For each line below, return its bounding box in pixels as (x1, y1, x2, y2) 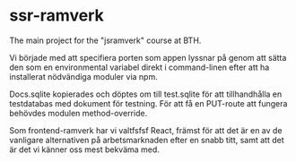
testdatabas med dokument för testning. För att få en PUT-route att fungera (9, 98, 288, 108)
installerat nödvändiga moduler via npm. (9, 71, 159, 81)
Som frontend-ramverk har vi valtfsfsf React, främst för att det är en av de (9, 124, 283, 135)
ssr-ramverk (9, 5, 105, 26)
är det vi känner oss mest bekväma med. (9, 144, 160, 155)
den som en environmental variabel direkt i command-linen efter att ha (9, 62, 270, 72)
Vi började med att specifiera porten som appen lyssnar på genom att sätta (9, 52, 287, 63)
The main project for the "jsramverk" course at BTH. (9, 35, 202, 46)
